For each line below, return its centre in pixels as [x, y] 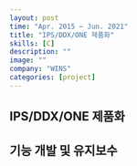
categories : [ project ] [53, 78]
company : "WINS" [40, 69]
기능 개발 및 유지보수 [63, 150]
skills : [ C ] [32, 43]
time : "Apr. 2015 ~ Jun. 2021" [69, 26]
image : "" [28, 60]
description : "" [40, 52]
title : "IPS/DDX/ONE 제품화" [62, 35]
